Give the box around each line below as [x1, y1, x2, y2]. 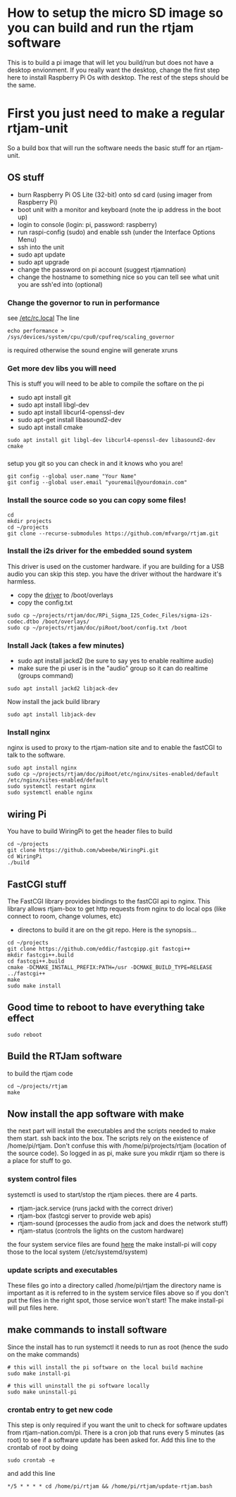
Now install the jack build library [7, 698, 101, 706]
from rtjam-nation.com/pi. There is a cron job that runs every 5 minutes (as [7, 1429, 225, 1437]
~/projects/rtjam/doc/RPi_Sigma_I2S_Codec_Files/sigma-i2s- [32, 612, 213, 619]
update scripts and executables [7, 1265, 118, 1275]
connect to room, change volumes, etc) [7, 912, 122, 920]
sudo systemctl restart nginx [7, 783, 97, 790]
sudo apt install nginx [7, 765, 77, 772]
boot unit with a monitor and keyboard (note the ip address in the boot [17, 205, 221, 214]
